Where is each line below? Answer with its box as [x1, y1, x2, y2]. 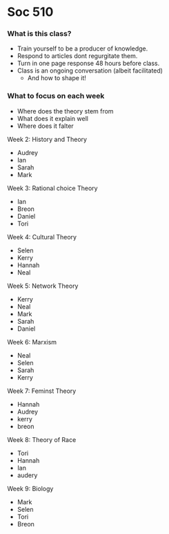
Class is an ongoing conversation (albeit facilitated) [17, 66, 163, 75]
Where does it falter [17, 122, 74, 130]
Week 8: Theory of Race [7, 435, 77, 443]
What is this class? [7, 29, 72, 39]
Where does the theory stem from [17, 107, 114, 115]
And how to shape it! [27, 74, 86, 82]
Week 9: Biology [7, 484, 54, 492]
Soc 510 [7, 4, 54, 20]
